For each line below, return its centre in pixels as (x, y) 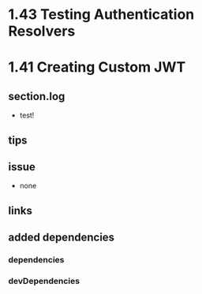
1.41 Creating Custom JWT (97, 67)
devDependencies (44, 281)
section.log (37, 96)
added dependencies (62, 238)
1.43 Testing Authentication (101, 15)
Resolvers (42, 31)
